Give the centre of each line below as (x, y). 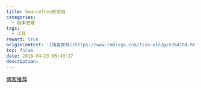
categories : (21, 17)
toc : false (20, 51)
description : (22, 61)
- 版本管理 (23, 23)
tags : (13, 28)
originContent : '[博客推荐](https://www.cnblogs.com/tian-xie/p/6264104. (98, 45)
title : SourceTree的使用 (36, 12)
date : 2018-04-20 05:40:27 (40, 56)
